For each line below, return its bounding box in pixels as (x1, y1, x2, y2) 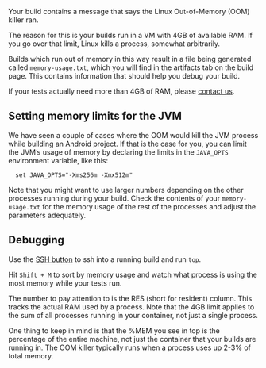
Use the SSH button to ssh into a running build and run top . (8, 254, 202, 264)
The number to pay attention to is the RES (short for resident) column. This (8, 293, 253, 303)
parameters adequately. (8, 210, 86, 220)
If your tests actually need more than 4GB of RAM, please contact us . (8, 86, 235, 96)
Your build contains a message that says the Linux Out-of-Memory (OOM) (8, 7, 250, 16)
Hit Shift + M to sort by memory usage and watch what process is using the (8, 270, 258, 279)
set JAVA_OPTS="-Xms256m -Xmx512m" (15, 171, 133, 179)
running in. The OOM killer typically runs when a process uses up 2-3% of (8, 343, 252, 352)
